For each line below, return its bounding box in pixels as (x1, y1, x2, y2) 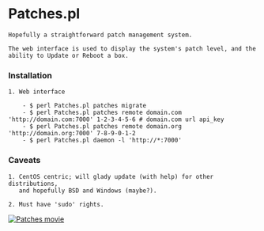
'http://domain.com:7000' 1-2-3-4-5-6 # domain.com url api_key (8, 116, 224, 123)
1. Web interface (8, 88, 66, 96)
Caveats (8, 155, 41, 166)
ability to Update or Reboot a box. (8, 51, 129, 59)
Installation (8, 70, 53, 81)
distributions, (8, 180, 58, 187)
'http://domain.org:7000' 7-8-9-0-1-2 (8, 130, 136, 138)
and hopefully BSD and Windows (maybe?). (18, 187, 157, 195)
